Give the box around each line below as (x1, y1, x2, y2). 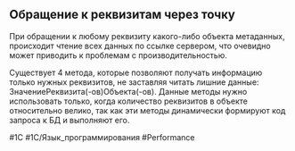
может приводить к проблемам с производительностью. (9, 49, 227, 61)
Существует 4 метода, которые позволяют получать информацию (9, 67, 263, 78)
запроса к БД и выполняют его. (9, 114, 130, 125)
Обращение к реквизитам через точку (9, 7, 236, 22)
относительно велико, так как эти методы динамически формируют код (9, 105, 286, 115)
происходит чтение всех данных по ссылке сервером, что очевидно (9, 40, 271, 51)
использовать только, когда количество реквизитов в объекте (9, 96, 248, 106)
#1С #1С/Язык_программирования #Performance (9, 131, 195, 142)
